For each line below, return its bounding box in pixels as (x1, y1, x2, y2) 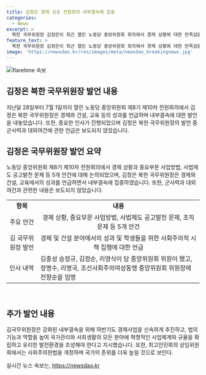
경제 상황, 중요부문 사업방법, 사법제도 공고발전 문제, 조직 (42, 213, 195, 222)
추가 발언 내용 (6, 308, 55, 319)
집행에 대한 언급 (100, 243, 144, 252)
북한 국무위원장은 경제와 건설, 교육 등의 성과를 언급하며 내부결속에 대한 (17, 111, 186, 118)
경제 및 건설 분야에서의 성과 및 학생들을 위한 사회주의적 (40, 234, 189, 243)
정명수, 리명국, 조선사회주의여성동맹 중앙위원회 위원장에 (40, 264, 192, 273)
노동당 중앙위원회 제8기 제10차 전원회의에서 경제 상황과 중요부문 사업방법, (6, 164, 182, 171)
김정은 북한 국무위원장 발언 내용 (6, 86, 118, 97)
